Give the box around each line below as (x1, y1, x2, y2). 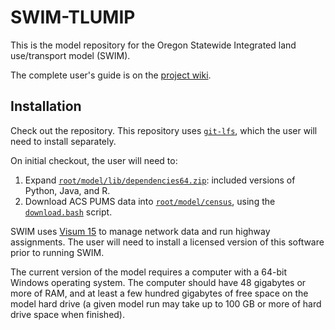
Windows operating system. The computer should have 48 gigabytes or (10, 276, 307, 288)
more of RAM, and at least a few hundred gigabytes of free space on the (10, 287, 309, 299)
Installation (10, 98, 82, 115)
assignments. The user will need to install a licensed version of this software (10, 236, 325, 248)
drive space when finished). (10, 308, 126, 320)
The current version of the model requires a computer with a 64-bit (10, 266, 288, 278)
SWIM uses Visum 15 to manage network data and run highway (10, 225, 271, 237)
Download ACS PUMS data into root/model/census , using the (24, 195, 276, 207)
